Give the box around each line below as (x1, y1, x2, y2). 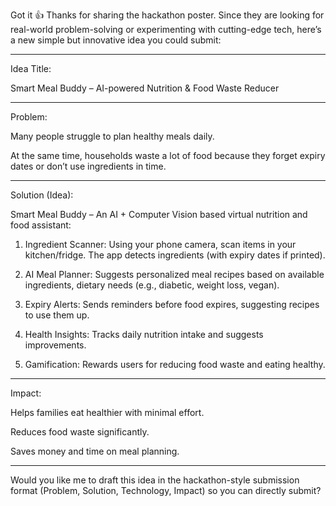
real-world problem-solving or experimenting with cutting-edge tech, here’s (10, 24, 322, 35)
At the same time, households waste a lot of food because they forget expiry (10, 150, 326, 161)
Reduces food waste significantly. (10, 426, 150, 438)
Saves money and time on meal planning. (10, 445, 180, 457)
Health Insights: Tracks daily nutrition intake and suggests (24, 329, 264, 340)
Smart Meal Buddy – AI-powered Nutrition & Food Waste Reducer (10, 82, 280, 94)
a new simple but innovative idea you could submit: (10, 34, 222, 46)
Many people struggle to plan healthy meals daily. (10, 130, 215, 142)
